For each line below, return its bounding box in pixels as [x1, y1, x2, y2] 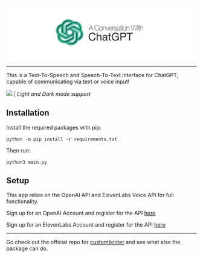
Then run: [6, 146, 31, 154]
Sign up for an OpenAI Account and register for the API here [6, 210, 156, 217]
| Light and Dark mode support [13, 90, 91, 98]
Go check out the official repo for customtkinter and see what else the [6, 239, 181, 246]
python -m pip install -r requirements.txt [6, 136, 118, 142]
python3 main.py [6, 159, 47, 165]
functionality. [6, 198, 39, 205]
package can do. [6, 245, 48, 252]
